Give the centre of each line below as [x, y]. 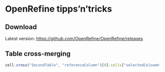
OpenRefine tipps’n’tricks [58, 9]
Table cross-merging [38, 54]
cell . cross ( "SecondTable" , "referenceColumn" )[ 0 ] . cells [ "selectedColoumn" [83, 65]
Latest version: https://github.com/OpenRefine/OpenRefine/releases [74, 38]
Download [21, 27]
